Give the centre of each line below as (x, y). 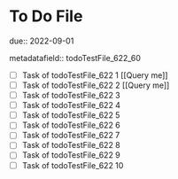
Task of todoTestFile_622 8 (71, 145)
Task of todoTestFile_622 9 (71, 155)
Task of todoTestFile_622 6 (71, 125)
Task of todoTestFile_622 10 (73, 165)
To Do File (46, 16)
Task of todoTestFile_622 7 (71, 136)
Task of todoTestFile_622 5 (71, 115)
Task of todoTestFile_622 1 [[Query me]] (95, 75)
